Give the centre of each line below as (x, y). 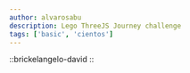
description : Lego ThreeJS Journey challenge (95, 26)
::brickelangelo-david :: (52, 60)
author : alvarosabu (45, 17)
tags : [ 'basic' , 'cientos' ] (62, 34)
